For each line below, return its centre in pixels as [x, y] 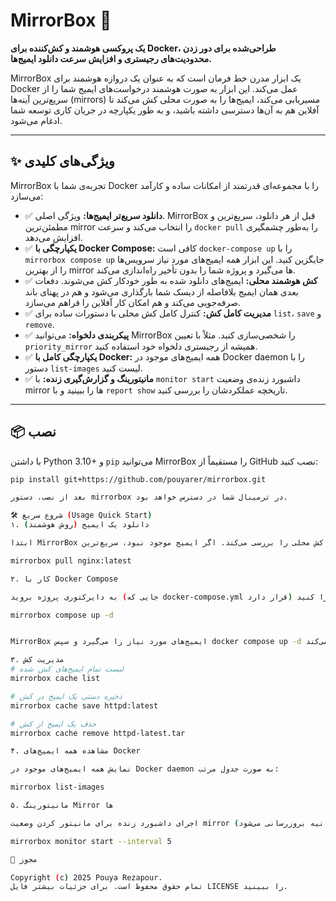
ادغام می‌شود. [36, 120]
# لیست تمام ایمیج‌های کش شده [67, 669]
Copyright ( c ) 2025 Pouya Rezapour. [86, 877]
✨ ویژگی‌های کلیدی [62, 161]
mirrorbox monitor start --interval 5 [91, 841]
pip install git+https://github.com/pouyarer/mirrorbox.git [138, 479]
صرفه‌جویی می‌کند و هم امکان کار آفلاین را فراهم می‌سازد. [133, 302]
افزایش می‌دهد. [53, 237]
